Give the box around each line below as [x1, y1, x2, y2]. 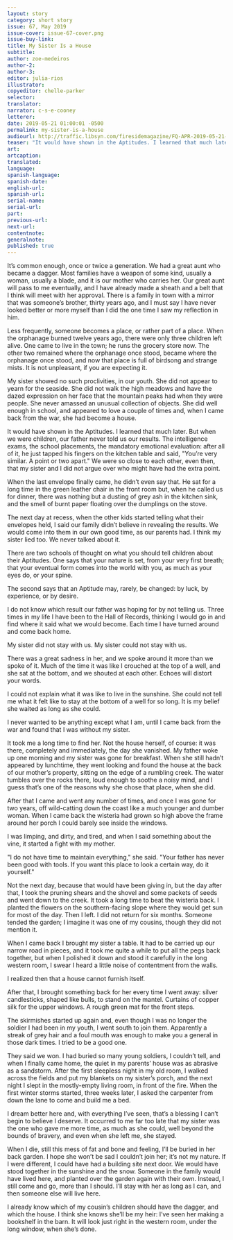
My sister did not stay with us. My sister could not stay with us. [7, 641, 187, 649]
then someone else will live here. [7, 1189, 101, 1198]
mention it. [7, 925, 38, 934]
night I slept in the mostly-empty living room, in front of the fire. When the [7, 1081, 218, 1090]
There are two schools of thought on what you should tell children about [7, 549, 214, 558]
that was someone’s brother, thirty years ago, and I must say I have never [7, 299, 216, 307]
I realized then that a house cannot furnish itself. [7, 975, 146, 983]
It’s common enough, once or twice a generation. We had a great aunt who [7, 262, 221, 270]
